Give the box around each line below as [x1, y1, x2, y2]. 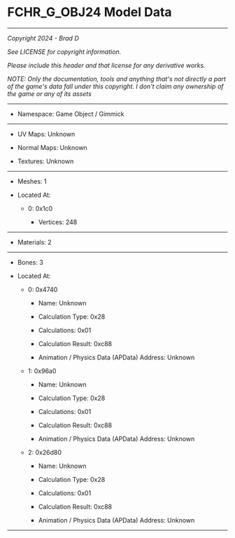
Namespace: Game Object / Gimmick [17, 109, 124, 118]
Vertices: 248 [38, 218, 78, 226]
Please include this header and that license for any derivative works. [7, 61, 206, 69]
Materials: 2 [17, 237, 52, 246]
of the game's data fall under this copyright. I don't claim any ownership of [7, 82, 224, 90]
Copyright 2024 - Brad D [7, 34, 79, 42]
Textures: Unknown [17, 157, 74, 165]
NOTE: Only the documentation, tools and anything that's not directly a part [7, 74, 226, 83]
